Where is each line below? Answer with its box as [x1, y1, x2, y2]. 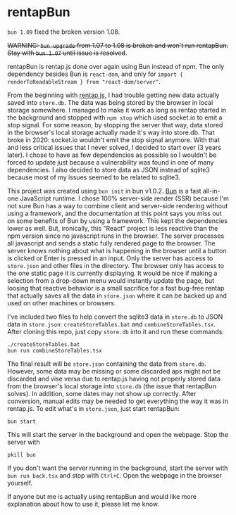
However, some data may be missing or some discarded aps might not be [7, 367, 221, 375]
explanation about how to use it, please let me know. [7, 500, 160, 508]
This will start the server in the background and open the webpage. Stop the [7, 430, 229, 438]
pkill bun [7, 451, 37, 458]
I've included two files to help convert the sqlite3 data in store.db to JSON [7, 312, 223, 321]
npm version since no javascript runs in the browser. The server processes [7, 231, 224, 240]
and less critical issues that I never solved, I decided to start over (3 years [7, 143, 222, 151]
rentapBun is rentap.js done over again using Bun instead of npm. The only [7, 62, 225, 70]
